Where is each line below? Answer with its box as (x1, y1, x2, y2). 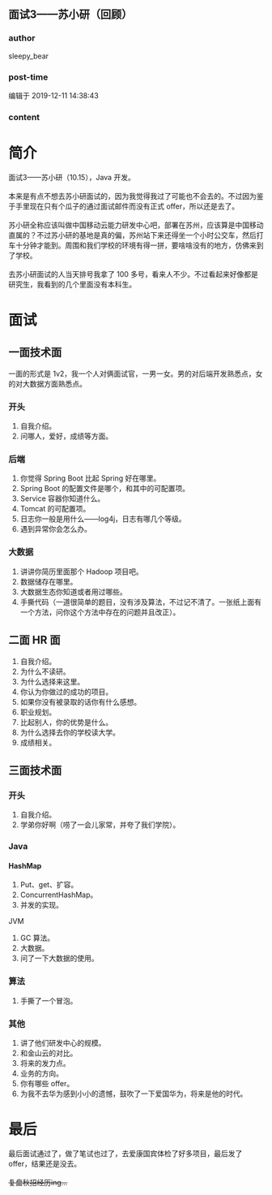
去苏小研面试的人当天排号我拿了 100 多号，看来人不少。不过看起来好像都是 (8, 269, 259, 278)
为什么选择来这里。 (19, 676, 85, 686)
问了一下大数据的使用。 (19, 953, 99, 964)
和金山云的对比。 (19, 1048, 78, 1058)
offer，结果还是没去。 (8, 1158, 82, 1168)
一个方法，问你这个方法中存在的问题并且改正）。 (19, 607, 181, 617)
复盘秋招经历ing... (8, 1177, 68, 1187)
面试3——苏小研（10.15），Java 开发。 (8, 172, 135, 182)
